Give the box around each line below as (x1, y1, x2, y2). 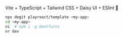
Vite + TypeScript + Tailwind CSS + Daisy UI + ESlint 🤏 (5, 5, 119, 11)
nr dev (5, 28, 19, 34)
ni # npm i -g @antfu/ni (5, 24, 60, 29)
